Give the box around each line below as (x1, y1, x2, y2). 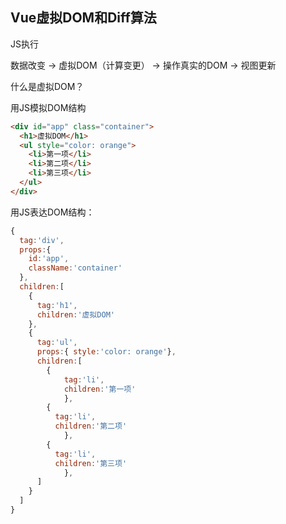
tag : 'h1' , (36, 300, 78, 310)
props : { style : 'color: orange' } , (36, 347, 177, 357)
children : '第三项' (54, 458, 128, 468)
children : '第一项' (63, 384, 137, 394)
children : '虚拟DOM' (36, 309, 115, 320)
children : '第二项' (54, 421, 128, 432)
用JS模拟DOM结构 (10, 101, 87, 113)
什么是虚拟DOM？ (10, 80, 85, 92)
